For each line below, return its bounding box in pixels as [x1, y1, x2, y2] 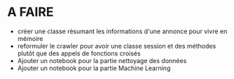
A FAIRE [7, 4, 54, 20]
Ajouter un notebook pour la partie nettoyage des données [17, 56, 187, 64]
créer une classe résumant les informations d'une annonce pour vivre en [17, 27, 228, 35]
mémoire [17, 34, 43, 42]
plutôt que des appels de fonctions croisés [17, 49, 142, 58]
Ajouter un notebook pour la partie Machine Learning [17, 64, 171, 72]
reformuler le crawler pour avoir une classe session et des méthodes [17, 42, 216, 50]
